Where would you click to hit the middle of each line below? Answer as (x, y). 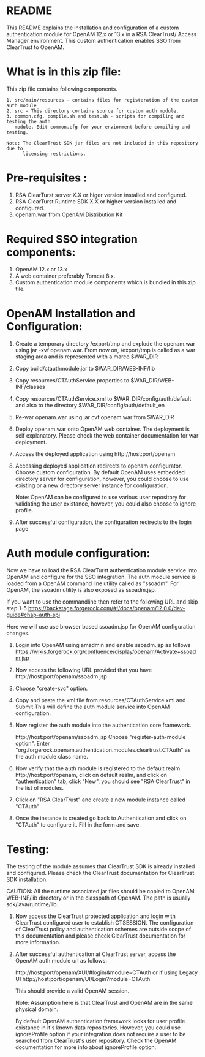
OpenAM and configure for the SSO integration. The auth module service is (101, 577)
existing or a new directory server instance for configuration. (92, 485)
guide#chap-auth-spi (33, 615)
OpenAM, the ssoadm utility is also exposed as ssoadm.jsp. (81, 589)
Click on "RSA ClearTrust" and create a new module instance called (100, 800)
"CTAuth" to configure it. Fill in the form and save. (78, 824)
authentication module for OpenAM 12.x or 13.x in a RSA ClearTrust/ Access (102, 34)
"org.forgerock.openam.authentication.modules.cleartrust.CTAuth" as (103, 750)
